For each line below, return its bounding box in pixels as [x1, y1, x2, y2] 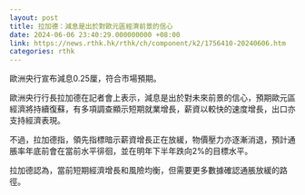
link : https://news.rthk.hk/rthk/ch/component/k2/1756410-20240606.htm [9, 38, 286, 48]
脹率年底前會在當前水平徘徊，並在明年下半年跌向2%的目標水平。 [9, 146, 253, 157]
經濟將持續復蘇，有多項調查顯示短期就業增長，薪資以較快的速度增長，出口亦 [9, 103, 296, 114]
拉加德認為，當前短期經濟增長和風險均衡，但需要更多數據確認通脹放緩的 [9, 165, 280, 176]
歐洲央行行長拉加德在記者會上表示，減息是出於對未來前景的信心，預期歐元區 [9, 93, 296, 103]
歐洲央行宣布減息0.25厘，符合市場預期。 [9, 73, 162, 84]
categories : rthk [9, 47, 75, 56]
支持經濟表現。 [9, 115, 65, 126]
